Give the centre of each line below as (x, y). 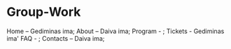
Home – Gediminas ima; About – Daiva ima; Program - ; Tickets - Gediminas (115, 31)
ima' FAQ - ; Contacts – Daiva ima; (56, 38)
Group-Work (44, 12)
